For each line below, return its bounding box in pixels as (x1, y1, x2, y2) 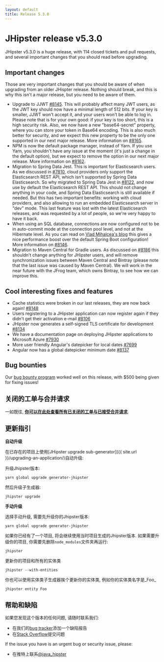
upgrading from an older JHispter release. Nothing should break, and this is (5, 87, 158, 93)
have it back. (12, 216, 38, 222)
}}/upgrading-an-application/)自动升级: (5, 455, 84, 461)
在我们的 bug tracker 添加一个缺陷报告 (12, 625, 87, 631)
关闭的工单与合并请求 (5, 395, 70, 403)
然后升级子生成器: (5, 484, 41, 490)
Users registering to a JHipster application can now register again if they (12, 310, 159, 316)
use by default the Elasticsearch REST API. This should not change (12, 185, 147, 190)
